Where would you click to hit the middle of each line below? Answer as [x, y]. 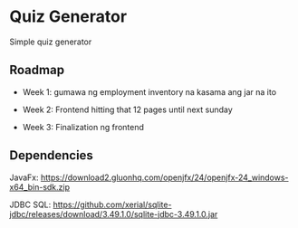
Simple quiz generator [51, 42]
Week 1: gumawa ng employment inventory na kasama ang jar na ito [149, 91]
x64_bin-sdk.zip [40, 186]
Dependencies [51, 156]
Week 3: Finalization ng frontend [83, 127]
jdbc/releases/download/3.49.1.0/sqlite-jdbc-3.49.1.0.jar [114, 214]
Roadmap [37, 70]
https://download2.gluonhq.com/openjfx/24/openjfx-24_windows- [164, 177]
